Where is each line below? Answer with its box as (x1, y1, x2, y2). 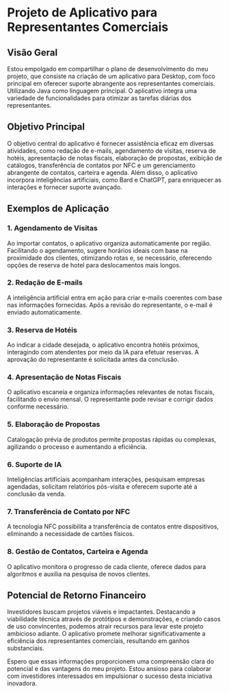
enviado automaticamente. (7, 308, 82, 316)
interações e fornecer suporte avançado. (7, 183, 123, 191)
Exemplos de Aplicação (7, 203, 109, 215)
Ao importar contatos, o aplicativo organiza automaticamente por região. (7, 239, 212, 247)
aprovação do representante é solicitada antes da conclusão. (7, 355, 179, 364)
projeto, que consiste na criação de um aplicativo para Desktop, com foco (7, 72, 215, 80)
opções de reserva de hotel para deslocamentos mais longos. (7, 260, 181, 269)
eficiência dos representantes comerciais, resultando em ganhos (7, 637, 190, 645)
